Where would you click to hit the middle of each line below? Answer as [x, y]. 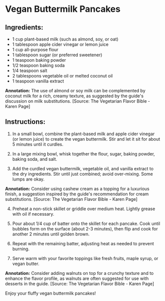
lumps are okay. [28, 179]
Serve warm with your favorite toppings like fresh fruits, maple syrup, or [85, 258]
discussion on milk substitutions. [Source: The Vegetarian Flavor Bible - [78, 101]
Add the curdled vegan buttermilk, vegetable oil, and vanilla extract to [83, 168]
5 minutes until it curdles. [38, 144]
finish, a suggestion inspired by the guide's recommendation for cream [77, 194]
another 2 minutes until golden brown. [51, 234]
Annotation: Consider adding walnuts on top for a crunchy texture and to [79, 273]
